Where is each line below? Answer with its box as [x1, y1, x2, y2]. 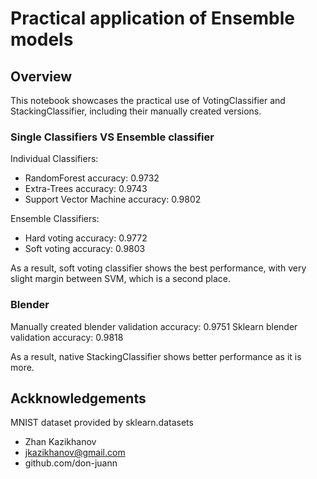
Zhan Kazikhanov [24, 436, 97, 448]
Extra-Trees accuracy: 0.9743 [24, 183, 148, 195]
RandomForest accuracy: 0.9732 [24, 172, 160, 184]
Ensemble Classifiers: [10, 213, 100, 225]
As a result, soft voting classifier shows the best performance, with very [10, 262, 307, 274]
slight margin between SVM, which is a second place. [10, 273, 232, 285]
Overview [10, 68, 73, 85]
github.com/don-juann [24, 457, 118, 469]
